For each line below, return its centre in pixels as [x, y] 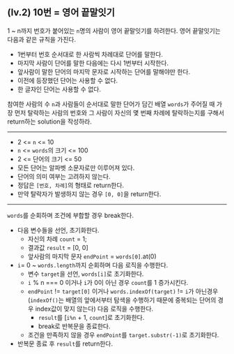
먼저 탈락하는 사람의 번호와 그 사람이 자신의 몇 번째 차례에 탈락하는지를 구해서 [119, 112]
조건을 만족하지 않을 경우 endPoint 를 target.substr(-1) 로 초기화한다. [123, 334]
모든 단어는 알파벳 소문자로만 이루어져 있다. [76, 168]
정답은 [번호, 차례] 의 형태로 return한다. [70, 185]
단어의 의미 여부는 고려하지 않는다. [64, 176]
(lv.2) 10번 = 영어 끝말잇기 [61, 13]
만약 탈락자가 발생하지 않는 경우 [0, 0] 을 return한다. [89, 193]
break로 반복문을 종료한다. [74, 326]
